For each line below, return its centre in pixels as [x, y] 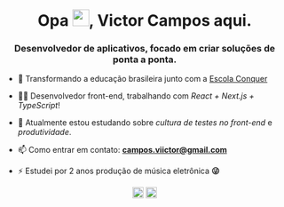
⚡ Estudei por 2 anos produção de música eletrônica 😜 [118, 171]
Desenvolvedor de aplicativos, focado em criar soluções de [145, 49]
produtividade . [44, 132]
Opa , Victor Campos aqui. [145, 21]
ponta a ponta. [145, 60]
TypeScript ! [39, 106]
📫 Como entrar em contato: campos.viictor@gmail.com [122, 150]
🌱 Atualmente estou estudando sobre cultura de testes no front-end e [145, 123]
